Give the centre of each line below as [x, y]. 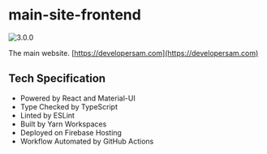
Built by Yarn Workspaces [63, 124]
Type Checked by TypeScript [69, 106]
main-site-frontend [75, 15]
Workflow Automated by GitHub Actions [87, 141]
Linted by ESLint [47, 115]
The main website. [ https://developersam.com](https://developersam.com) [133, 53]
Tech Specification [57, 79]
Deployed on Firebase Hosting [71, 132]
